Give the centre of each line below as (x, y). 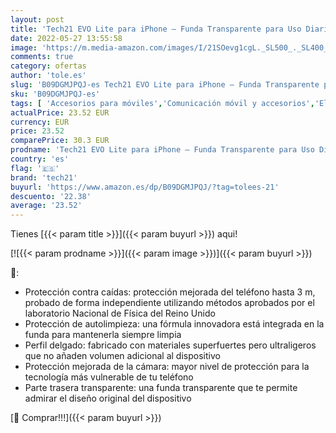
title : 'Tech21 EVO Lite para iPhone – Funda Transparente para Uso (156, 29)
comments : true (42, 57)
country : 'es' (40, 159)
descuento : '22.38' (51, 196)
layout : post (37, 19)
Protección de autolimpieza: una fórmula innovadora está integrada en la (174, 324)
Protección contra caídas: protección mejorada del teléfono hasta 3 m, (170, 292)
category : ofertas (48, 66)
